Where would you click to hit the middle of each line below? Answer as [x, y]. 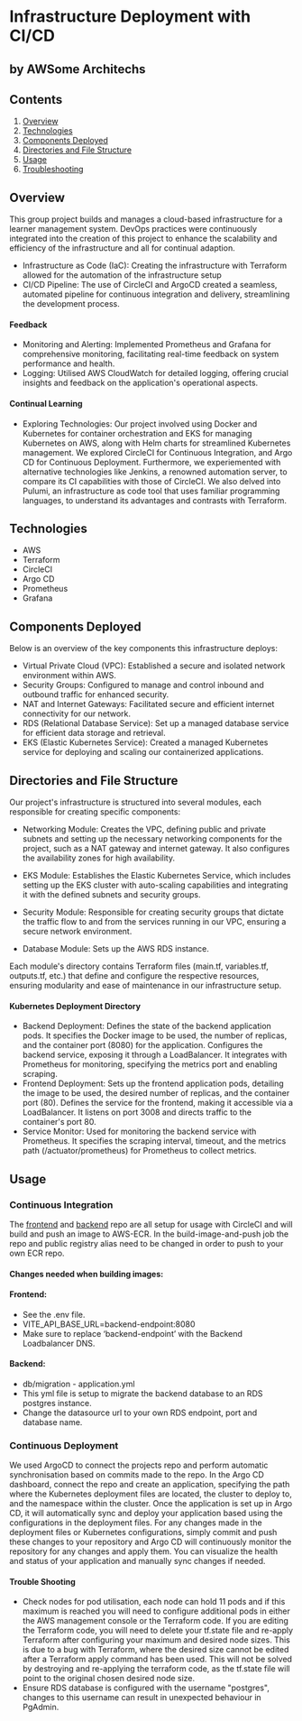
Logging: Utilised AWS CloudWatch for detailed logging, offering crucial [155, 373]
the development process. [71, 304]
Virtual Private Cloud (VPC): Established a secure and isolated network [154, 666]
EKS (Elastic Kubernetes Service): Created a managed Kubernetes [145, 742]
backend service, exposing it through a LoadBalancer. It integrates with [155, 1055]
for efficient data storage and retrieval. [94, 733]
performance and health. [69, 364]
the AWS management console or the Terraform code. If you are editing [155, 1621]
